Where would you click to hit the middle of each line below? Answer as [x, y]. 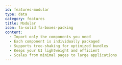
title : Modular [21, 23]
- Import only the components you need [50, 37]
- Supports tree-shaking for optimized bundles [59, 46]
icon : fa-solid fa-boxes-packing [39, 28]
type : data [16, 14]
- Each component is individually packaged [54, 42]
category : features [25, 19]
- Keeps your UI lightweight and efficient [54, 50]
